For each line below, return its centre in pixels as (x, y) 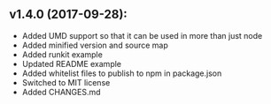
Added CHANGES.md (61, 92)
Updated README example (72, 63)
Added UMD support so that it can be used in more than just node (142, 35)
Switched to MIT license (66, 82)
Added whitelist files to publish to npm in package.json (122, 73)
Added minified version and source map (95, 45)
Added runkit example (62, 54)
